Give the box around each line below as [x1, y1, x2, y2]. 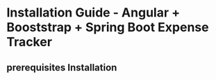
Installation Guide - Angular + [6, 5, 181, 21]
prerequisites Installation [6, 61, 117, 73]
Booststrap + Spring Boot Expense [6, 19, 209, 35]
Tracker [6, 34, 53, 50]
